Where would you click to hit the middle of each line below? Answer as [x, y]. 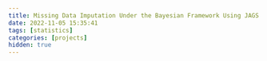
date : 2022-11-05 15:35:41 [53, 23]
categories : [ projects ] [48, 38]
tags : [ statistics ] [41, 30]
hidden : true [30, 45]
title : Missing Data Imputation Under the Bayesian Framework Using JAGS [134, 15]
